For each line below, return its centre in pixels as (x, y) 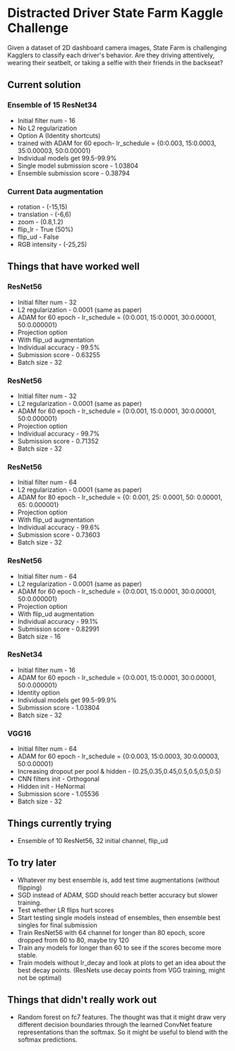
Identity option (38, 692)
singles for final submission (57, 925)
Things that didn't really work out (82, 1000)
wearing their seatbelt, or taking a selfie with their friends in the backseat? (115, 62)
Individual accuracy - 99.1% (58, 621)
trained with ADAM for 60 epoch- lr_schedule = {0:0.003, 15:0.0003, (117, 143)
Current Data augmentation (55, 191)
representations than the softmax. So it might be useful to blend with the (122, 1032)
